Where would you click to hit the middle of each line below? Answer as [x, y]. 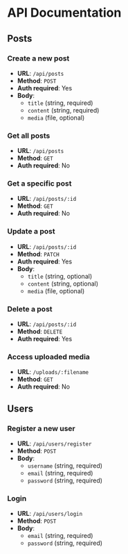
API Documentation [64, 13]
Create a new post [38, 58]
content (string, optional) [63, 284]
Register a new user [41, 428]
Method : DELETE [40, 332]
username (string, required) [65, 466]
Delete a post [30, 309]
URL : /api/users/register [54, 443]
